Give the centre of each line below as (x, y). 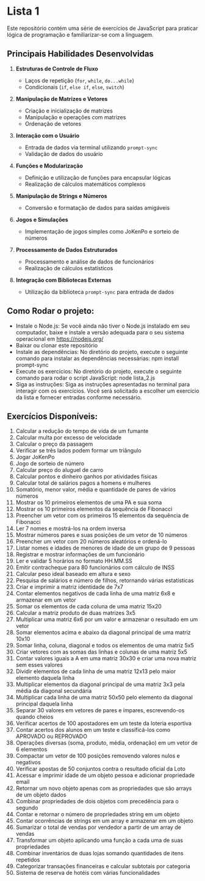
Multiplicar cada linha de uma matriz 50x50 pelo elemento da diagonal (104, 698)
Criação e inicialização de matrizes (69, 111)
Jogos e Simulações (42, 219)
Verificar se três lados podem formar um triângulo (79, 451)
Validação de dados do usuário (64, 153)
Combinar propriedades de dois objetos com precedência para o (97, 802)
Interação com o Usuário (48, 135)
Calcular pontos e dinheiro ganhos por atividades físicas (87, 477)
